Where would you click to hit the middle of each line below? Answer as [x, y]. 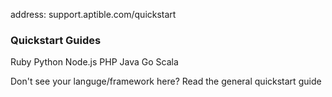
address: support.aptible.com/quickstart [93, 14]
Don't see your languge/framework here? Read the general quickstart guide [166, 81]
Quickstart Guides [56, 40]
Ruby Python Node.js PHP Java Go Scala [94, 62]
